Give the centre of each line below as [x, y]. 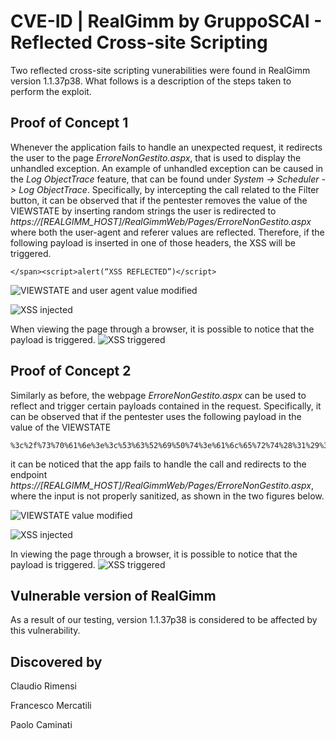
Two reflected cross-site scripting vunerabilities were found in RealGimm [160, 70]
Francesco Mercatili [51, 706]
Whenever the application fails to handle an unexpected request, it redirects [166, 147]
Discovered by [56, 661]
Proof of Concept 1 [69, 123]
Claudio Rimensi [43, 686]
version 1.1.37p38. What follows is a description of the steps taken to [151, 81]
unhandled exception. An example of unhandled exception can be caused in [167, 168]
